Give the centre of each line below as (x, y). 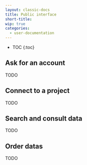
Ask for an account (35, 63)
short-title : (19, 19)
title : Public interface (31, 14)
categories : (17, 28)
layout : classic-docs (28, 10)
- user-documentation (32, 33)
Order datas (24, 146)
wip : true (15, 24)
